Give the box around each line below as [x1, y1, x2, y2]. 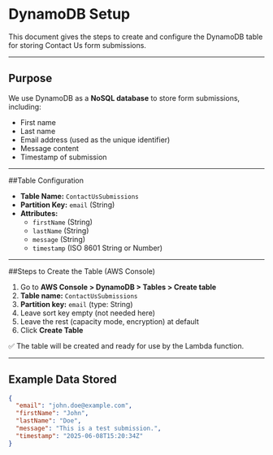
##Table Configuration [8, 175, 84, 185]
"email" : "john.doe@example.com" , [15, 401, 132, 410]
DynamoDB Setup [8, 5, 131, 24]
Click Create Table [19, 325, 84, 335]
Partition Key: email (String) [19, 200, 115, 210]
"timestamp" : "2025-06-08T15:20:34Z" [15, 431, 144, 440]
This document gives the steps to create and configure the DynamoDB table [8, 32, 263, 41]
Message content [19, 143, 80, 153]
